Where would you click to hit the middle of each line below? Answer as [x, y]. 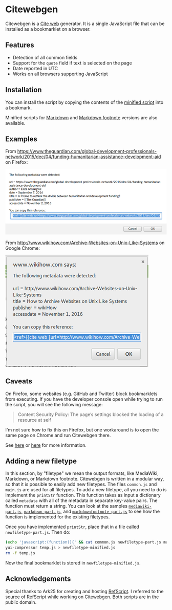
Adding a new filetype [41, 461]
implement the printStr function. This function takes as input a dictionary [83, 495]
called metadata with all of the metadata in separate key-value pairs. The [81, 500]
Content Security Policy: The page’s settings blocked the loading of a [91, 414]
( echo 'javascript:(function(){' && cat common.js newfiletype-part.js [83, 542]
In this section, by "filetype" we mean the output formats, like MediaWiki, [82, 473]
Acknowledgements [38, 579]
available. [15, 123]
